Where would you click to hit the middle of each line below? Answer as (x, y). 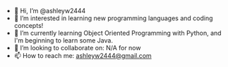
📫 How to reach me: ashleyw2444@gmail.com (83, 55)
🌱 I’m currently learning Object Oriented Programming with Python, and (118, 33)
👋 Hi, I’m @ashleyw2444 (50, 11)
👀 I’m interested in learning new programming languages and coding (113, 18)
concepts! (29, 25)
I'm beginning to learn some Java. (63, 40)
